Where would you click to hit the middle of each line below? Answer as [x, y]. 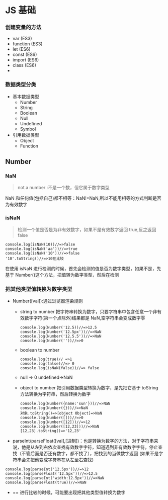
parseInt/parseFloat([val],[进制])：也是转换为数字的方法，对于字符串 [83, 441]
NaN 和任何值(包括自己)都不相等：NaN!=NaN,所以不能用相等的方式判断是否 [83, 198]
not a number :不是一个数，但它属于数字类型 [63, 188]
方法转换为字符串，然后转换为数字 [55, 394]
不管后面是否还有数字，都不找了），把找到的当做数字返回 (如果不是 [90, 454]
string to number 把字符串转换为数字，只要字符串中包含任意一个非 [89, 312]
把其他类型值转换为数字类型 [39, 289]
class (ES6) [24, 65]
